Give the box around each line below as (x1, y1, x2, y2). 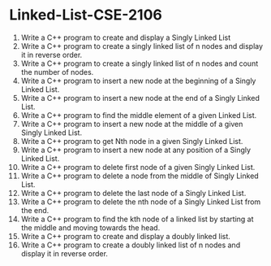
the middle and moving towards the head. (20, 222, 161, 233)
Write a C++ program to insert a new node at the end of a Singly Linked (20, 93, 260, 102)
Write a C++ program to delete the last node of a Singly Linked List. (20, 188, 247, 198)
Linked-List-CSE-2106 (9, 6, 163, 24)
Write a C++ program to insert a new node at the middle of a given (20, 119, 243, 129)
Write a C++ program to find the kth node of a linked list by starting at (20, 214, 254, 224)
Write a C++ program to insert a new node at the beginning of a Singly (20, 76, 256, 85)
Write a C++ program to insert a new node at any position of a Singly (20, 145, 251, 155)
